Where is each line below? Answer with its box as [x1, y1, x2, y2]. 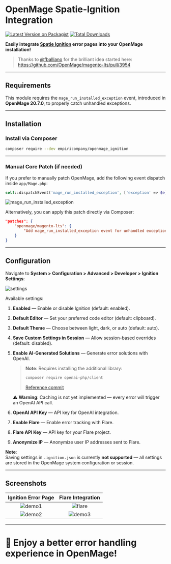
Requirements [5, 81, 51, 90]
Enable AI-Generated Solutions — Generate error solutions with [12, 350, 148, 356]
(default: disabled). [12, 340, 52, 346]
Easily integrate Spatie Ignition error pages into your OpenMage [5, 41, 144, 47]
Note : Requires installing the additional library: [25, 365, 123, 371]
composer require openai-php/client [25, 375, 103, 380]
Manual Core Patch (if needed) [5, 163, 82, 170]
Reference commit [25, 384, 64, 390]
